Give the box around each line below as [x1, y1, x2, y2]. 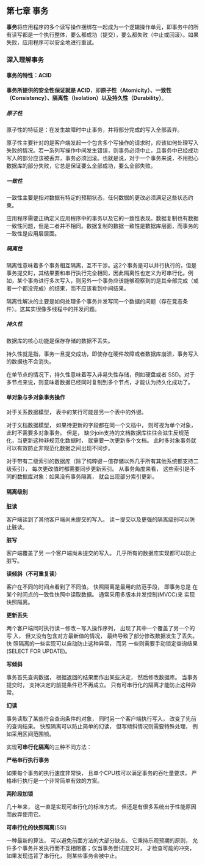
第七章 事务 [6, 6, 49, 17]
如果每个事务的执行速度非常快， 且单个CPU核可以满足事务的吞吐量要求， [6, 769, 190, 777]
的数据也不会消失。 [6, 357, 55, 365]
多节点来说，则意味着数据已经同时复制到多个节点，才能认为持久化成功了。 [6, 378, 193, 386]
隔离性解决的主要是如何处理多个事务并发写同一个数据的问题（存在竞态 [6, 297, 183, 305]
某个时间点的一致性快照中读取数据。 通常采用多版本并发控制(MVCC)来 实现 [6, 591, 195, 598]
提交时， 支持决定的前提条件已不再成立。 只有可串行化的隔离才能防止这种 [6, 681, 191, 688]
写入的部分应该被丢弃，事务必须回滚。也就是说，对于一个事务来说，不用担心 [6, 154, 199, 161]
